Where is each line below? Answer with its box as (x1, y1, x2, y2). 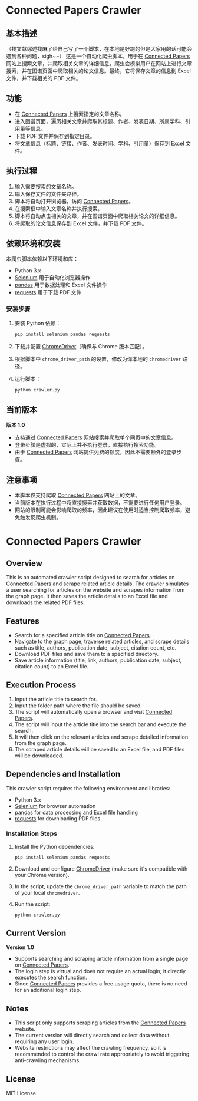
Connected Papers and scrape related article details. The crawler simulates (6, 580, 189, 587)
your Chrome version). (14, 871, 70, 878)
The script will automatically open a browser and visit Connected (14, 708, 173, 715)
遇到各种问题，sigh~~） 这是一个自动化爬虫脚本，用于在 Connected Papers (6, 52, 190, 60)
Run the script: (14, 900, 51, 908)
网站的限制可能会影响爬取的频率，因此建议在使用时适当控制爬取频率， (14, 506, 186, 513)
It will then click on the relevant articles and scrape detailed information (14, 733, 189, 740)
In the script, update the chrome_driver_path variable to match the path (14, 882, 187, 890)
